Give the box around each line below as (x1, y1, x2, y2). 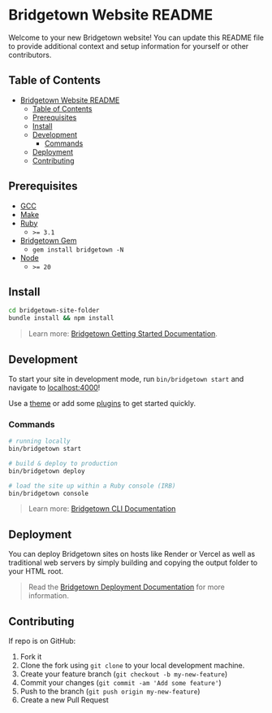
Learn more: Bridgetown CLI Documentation (28, 504, 176, 514)
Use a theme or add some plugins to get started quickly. (8, 398, 196, 408)
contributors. (8, 50, 52, 59)
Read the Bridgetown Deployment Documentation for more (28, 582, 225, 592)
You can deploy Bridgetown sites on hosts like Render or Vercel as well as (8, 549, 256, 559)
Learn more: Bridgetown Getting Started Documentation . (28, 329, 218, 339)
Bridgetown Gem (19, 235, 77, 245)
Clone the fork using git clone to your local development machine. (19, 661, 245, 671)
